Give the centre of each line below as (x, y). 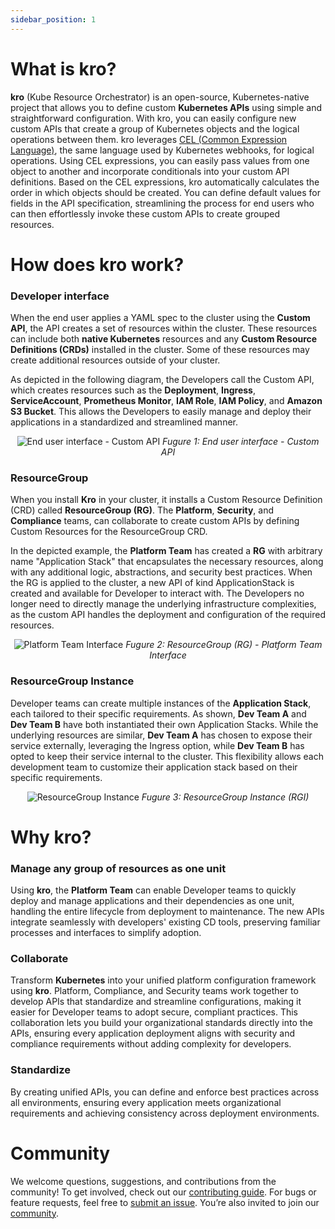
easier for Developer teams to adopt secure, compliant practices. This (154, 1012)
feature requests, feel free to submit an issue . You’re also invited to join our (165, 1202)
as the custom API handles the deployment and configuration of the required (168, 615)
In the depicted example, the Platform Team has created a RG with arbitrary (166, 551)
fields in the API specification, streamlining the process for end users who (162, 203)
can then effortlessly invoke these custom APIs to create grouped (145, 213)
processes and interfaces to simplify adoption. (106, 933)
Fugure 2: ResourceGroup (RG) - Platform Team (224, 645)
